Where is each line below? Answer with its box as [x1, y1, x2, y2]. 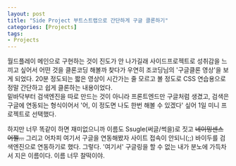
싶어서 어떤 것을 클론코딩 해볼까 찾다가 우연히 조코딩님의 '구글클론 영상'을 [20, 66, 222, 74]
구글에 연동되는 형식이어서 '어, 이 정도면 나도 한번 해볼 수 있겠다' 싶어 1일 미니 [7, 101, 220, 109]
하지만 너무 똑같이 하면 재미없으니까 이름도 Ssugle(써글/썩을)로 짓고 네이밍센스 [7, 125, 224, 134]
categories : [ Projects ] [7, 23, 77, 30]
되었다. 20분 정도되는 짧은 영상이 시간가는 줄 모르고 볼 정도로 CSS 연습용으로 [14, 75, 227, 83]
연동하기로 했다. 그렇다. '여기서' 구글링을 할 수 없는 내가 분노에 [37, 143, 209, 151]
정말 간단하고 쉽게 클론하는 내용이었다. [7, 83, 113, 92]
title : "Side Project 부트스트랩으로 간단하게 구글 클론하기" [7, 17, 168, 24]
